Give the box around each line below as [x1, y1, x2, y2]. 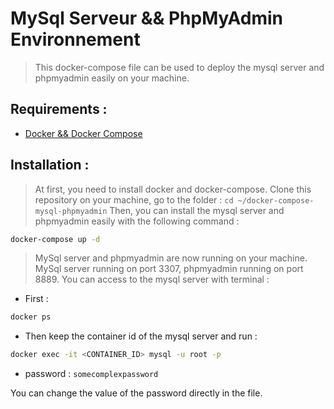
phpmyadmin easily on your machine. [34, 72, 190, 84]
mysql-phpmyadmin [34, 206, 108, 216]
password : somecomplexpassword [24, 368, 159, 380]
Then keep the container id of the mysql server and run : [24, 330, 258, 342]
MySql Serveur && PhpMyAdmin [10, 7, 284, 30]
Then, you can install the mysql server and [109, 204, 285, 216]
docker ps [10, 312, 52, 322]
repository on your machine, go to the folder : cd [34, 193, 234, 206]
